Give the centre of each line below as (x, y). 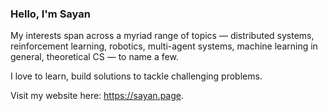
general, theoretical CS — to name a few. (94, 57)
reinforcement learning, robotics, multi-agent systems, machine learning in (164, 46)
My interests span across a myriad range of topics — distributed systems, (162, 36)
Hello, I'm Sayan (50, 14)
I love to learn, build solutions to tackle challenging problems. (136, 76)
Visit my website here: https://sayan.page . (97, 96)
